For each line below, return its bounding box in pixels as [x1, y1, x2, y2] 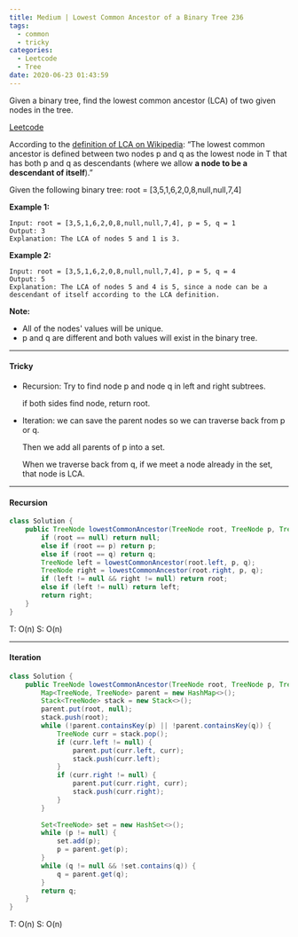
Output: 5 [9, 274, 46, 284]
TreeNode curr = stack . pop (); [56, 729, 169, 738]
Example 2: [9, 249, 51, 260]
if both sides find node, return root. [21, 398, 151, 408]
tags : [9, 21, 29, 30]
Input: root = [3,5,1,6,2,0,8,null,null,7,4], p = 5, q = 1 [9, 218, 237, 227]
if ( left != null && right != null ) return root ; [41, 574, 228, 584]
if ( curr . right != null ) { [56, 771, 157, 780]
